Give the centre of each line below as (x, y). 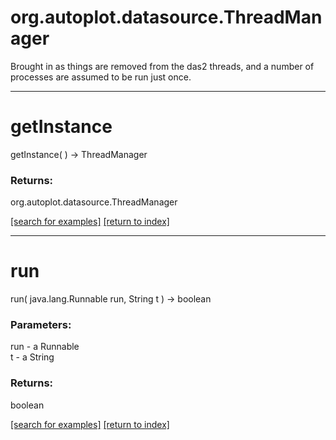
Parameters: (41, 325)
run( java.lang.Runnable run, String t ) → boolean (111, 299)
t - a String (32, 357)
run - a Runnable (45, 347)
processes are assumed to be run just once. (101, 77)
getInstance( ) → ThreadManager (79, 154)
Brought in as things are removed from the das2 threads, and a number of (162, 66)
